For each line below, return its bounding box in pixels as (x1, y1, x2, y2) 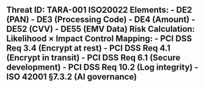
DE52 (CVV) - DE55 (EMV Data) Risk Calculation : (6, 24, 195, 34)
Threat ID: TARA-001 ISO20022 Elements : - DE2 (6, 5, 192, 15)
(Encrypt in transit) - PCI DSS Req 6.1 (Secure (6, 53, 181, 63)
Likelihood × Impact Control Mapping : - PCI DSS (6, 34, 192, 44)
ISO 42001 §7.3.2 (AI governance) (6, 71, 137, 82)
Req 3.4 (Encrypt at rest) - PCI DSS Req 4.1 (6, 43, 171, 54)
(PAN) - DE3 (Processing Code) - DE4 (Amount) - (6, 15, 195, 25)
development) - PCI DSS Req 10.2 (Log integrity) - (6, 62, 199, 73)
